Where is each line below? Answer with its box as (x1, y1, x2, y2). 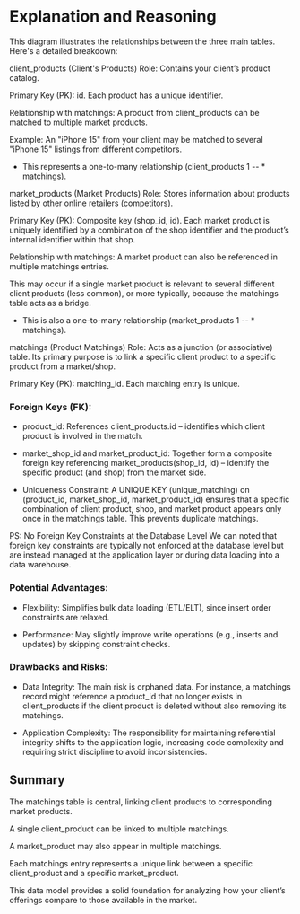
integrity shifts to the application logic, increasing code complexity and (21, 736, 284, 747)
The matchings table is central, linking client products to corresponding (9, 796, 273, 807)
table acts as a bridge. (9, 297, 91, 308)
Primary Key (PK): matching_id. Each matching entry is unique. (9, 378, 240, 389)
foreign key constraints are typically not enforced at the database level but (9, 540, 284, 551)
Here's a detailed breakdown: (9, 45, 118, 56)
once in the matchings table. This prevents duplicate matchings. (21, 514, 259, 524)
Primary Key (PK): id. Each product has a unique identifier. (9, 90, 224, 101)
